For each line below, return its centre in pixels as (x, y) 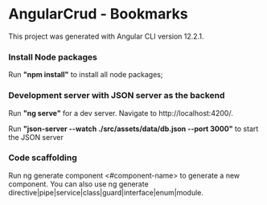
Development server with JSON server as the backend (117, 96)
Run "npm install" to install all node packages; (86, 75)
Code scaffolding (43, 158)
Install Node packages (53, 57)
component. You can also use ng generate (78, 184)
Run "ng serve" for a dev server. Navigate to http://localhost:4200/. (121, 113)
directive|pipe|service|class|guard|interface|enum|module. (106, 192)
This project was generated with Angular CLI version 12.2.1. (106, 36)
